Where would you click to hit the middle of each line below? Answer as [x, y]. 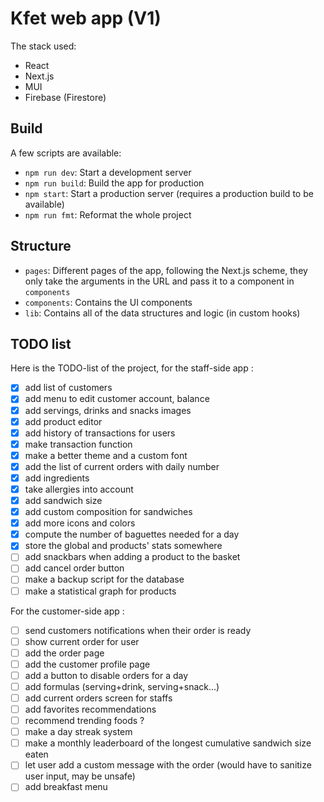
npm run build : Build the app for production [114, 183]
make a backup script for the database [104, 579]
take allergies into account [79, 489]
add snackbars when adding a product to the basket [132, 557]
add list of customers [68, 388]
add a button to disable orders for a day [106, 675]
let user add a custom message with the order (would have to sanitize [168, 765]
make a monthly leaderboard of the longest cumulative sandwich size [168, 743]
